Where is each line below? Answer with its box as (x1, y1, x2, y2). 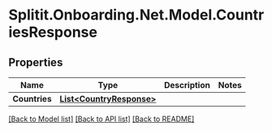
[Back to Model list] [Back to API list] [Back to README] (8, 114, 195, 124)
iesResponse (8, 23, 97, 41)
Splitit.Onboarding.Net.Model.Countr (8, 6, 265, 24)
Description (163, 80, 211, 90)
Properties (8, 55, 63, 69)
